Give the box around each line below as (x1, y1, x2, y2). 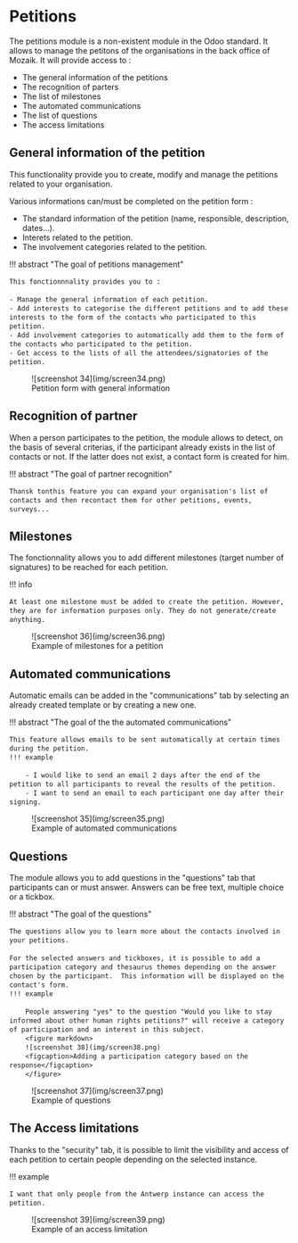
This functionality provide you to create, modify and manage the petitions (9, 169, 278, 179)
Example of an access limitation (31, 1223, 149, 1234)
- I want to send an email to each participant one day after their (25, 789, 285, 798)
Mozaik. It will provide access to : (9, 54, 132, 65)
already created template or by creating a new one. (9, 700, 197, 710)
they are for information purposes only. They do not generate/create (9, 607, 277, 616)
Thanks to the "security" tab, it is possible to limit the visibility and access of (9, 1144, 289, 1155)
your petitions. (9, 936, 69, 945)
